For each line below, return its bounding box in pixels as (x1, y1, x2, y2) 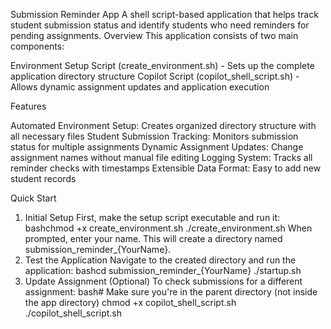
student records (10, 173, 77, 184)
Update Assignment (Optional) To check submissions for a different (24, 275, 303, 287)
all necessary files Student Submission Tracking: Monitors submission (10, 130, 299, 142)
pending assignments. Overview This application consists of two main (10, 30, 299, 41)
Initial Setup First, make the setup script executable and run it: (24, 212, 281, 223)
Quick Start (10, 192, 57, 204)
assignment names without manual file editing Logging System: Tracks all (10, 152, 313, 163)
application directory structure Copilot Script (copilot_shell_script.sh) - (10, 70, 300, 82)
